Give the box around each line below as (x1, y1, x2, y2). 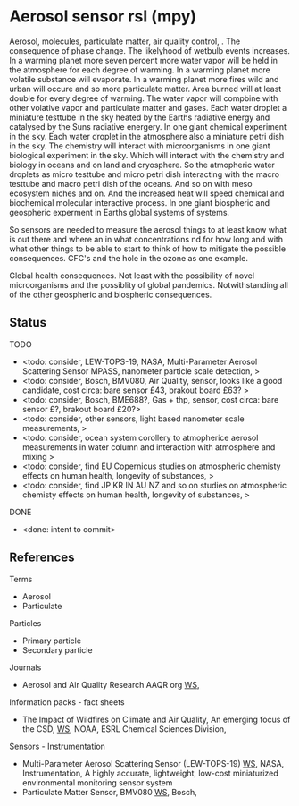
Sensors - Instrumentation (9, 741, 105, 751)
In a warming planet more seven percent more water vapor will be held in (9, 55, 278, 65)
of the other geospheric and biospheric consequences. (9, 289, 212, 300)
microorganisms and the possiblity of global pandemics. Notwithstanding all (9, 279, 288, 290)
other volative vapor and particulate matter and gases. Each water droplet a (9, 102, 287, 113)
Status (9, 315, 47, 330)
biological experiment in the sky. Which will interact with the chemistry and (9, 149, 285, 160)
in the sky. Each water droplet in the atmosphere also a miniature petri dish (9, 131, 284, 141)
